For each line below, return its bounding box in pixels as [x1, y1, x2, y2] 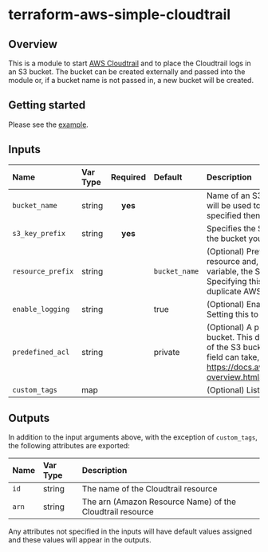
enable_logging [12, 305, 70, 313]
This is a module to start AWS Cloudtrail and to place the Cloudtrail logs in [8, 58, 251, 68]
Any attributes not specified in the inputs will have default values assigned [8, 526, 253, 536]
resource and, [206, 255, 259, 266]
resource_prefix [12, 266, 74, 276]
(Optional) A [206, 321, 253, 333]
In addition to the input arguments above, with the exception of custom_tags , [8, 432, 258, 442]
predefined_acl [12, 347, 70, 357]
